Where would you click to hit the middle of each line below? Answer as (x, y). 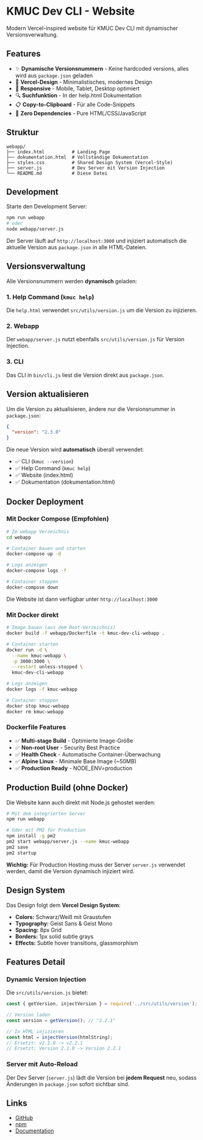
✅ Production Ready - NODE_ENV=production (74, 768)
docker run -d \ (27, 650)
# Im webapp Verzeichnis (38, 532)
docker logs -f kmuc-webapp (42, 689)
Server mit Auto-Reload (42, 1064)
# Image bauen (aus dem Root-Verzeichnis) (61, 628)
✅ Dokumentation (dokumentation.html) (65, 482)
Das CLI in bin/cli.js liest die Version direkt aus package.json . (85, 375)
